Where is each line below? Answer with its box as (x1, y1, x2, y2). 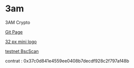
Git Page (5, 29, 23, 35)
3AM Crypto (5, 19, 30, 25)
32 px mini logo (5, 38, 37, 45)
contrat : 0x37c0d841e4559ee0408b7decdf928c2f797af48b (5, 58, 130, 64)
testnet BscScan (5, 48, 39, 54)
